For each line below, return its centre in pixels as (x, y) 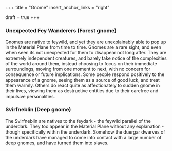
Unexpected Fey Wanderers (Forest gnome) (61, 30)
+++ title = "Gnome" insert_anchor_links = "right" (58, 7)
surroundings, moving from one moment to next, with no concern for (78, 69)
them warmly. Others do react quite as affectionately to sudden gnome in (83, 86)
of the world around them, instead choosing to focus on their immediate (81, 64)
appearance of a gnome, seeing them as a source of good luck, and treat (83, 80)
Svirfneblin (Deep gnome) (38, 110)
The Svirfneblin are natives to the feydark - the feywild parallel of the (78, 121)
